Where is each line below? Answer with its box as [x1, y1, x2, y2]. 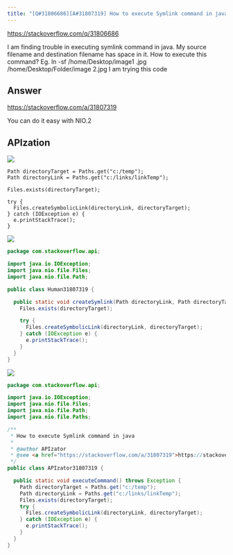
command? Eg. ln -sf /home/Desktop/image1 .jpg [7, 57, 147, 66]
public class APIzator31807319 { [7, 465, 104, 472]
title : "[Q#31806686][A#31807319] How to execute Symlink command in [7, 10, 213, 17]
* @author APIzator [10, 445, 67, 452]
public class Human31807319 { [7, 286, 95, 293]
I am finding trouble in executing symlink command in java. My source [7, 42, 207, 51]
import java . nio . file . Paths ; [7, 413, 92, 420]
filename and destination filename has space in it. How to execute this [7, 50, 207, 58]
